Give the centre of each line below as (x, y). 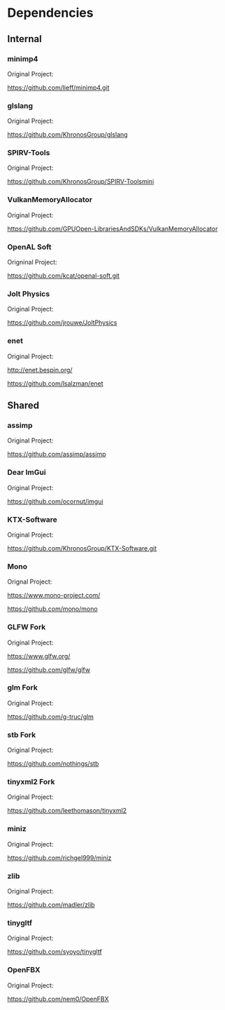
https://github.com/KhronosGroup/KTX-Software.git (82, 548)
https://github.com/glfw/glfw (49, 669)
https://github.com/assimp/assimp (57, 454)
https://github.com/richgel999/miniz (59, 858)
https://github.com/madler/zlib (51, 905)
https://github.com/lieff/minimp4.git (58, 87)
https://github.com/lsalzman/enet (55, 383)
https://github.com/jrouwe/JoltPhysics (62, 323)
